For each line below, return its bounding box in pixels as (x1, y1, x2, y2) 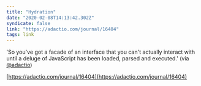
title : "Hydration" (6, 9, 56, 15)
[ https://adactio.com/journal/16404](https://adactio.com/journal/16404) (6, 73, 188, 81)
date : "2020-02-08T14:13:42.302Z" (6, 15, 95, 21)
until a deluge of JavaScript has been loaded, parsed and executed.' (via (6, 55, 189, 62)
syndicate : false (6, 20, 51, 26)
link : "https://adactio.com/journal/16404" (6, 26, 119, 32)
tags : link (6, 32, 34, 38)
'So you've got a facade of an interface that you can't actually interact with (6, 48, 195, 56)
